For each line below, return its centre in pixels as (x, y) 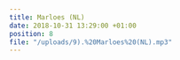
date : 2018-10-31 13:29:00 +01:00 (73, 26)
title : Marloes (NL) (47, 17)
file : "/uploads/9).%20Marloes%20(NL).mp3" (91, 42)
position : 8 (31, 34)
